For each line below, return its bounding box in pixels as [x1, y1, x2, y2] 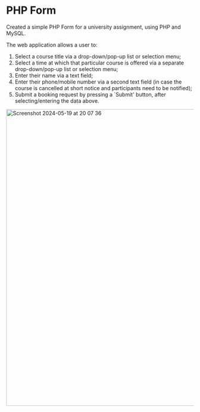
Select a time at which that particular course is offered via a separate [14, 59, 185, 66]
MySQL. [6, 29, 26, 36]
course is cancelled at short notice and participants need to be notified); [14, 84, 192, 91]
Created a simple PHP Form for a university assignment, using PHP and [6, 23, 181, 30]
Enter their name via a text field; [14, 72, 93, 79]
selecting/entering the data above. [14, 97, 99, 104]
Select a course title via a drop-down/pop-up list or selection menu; [14, 53, 182, 60]
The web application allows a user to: [6, 41, 98, 48]
